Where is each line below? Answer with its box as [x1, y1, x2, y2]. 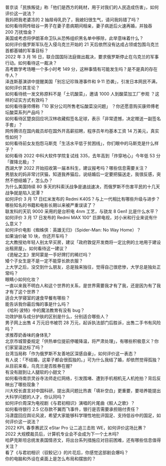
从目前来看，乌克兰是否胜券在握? [5, 363, 73, 369]
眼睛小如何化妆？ [5, 277, 40, 282]
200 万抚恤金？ [5, 29, 37, 35]
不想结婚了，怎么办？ [9, 178, 53, 183]
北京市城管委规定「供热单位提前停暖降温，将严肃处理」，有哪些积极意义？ [5, 338, 155, 344]
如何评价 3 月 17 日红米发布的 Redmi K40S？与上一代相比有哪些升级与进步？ [5, 196, 161, 202]
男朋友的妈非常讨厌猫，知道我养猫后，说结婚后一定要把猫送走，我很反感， [5, 171, 157, 177]
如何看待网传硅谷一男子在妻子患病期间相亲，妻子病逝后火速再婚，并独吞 [5, 23, 152, 29]
